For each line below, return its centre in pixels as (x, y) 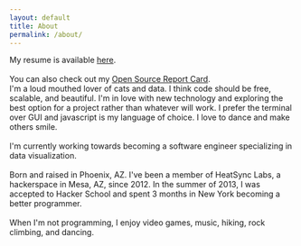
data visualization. (43, 156)
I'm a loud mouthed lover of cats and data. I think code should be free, (140, 89)
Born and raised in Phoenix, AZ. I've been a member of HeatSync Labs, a (146, 175)
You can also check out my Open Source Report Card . (110, 79)
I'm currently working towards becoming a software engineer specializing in (151, 146)
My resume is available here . (63, 60)
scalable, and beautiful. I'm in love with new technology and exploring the (146, 98)
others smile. (33, 127)
